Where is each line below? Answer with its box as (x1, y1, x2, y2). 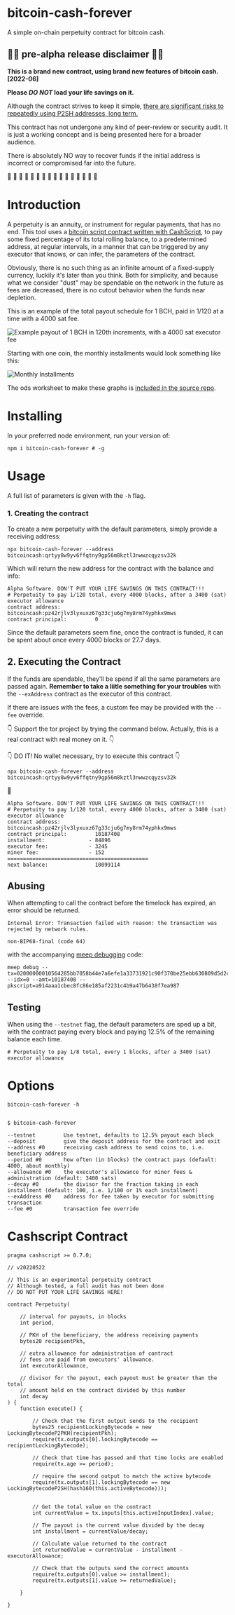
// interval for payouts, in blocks (20, 1313, 127, 1320)
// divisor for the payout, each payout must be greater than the (20, 1374, 218, 1382)
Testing (7, 1001, 41, 1013)
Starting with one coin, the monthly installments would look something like (7, 349, 222, 357)
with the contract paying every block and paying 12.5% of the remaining (7, 1027, 215, 1036)
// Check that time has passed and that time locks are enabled (32, 1454, 224, 1461)
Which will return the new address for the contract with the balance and (7, 564, 215, 572)
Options (7, 1078, 55, 1094)
